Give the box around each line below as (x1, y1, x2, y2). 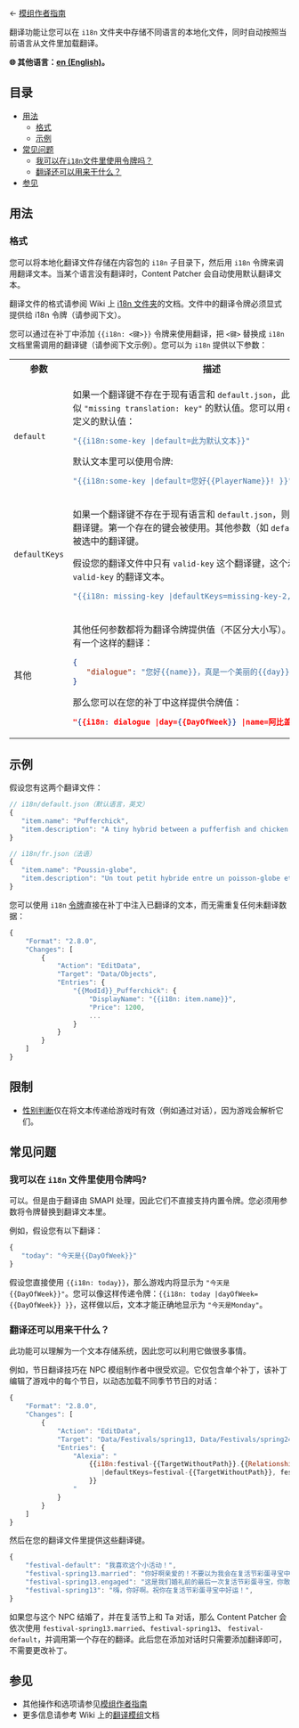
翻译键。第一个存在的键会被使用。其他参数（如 (72, 522, 270, 534)
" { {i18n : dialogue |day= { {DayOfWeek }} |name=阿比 (72, 717, 285, 728)
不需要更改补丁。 (9, 1644, 72, 1655)
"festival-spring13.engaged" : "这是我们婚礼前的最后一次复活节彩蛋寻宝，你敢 (25, 1577, 291, 1586)
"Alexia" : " (72, 1451, 117, 1461)
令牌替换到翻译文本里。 (24, 1206, 111, 1218)
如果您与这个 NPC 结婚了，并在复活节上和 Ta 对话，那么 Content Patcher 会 (9, 1611, 287, 1622)
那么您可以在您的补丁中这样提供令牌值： (72, 697, 243, 709)
